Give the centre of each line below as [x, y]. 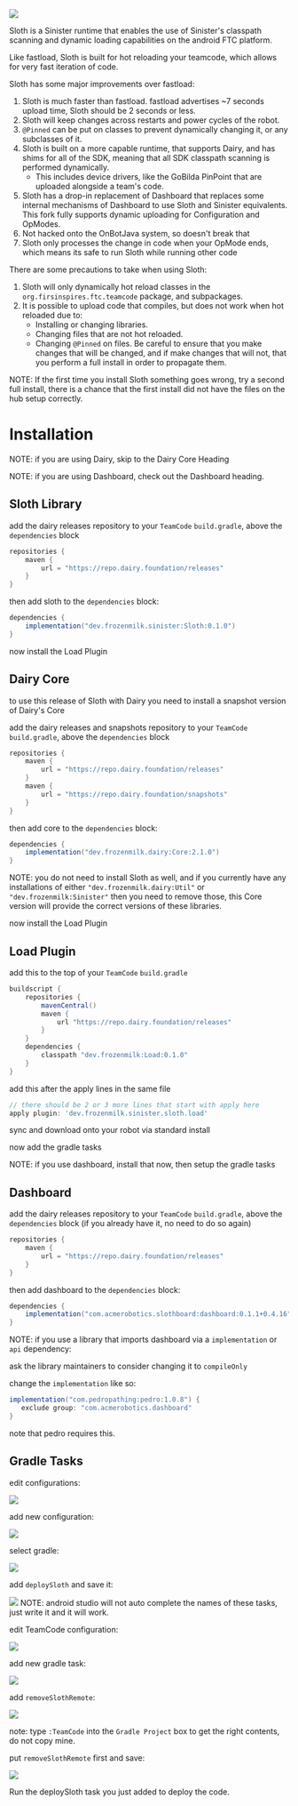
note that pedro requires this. [62, 1433]
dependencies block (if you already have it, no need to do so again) [130, 1224]
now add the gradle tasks [55, 1147]
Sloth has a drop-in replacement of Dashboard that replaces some [143, 196]
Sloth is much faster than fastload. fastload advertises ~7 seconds [143, 101]
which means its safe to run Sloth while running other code [129, 252]
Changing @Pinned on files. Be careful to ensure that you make [149, 343]
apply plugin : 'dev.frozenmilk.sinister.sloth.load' [109, 1113]
